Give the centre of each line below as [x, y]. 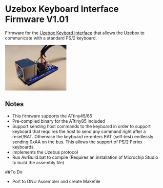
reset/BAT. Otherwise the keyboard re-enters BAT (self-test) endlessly [83, 136]
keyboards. [23, 147]
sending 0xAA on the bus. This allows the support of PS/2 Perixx [77, 142]
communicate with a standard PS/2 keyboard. [51, 38]
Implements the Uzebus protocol [45, 152]
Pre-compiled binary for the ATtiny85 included [59, 121]
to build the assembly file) [38, 162]
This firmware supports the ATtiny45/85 [52, 116]
